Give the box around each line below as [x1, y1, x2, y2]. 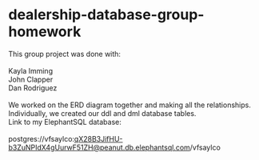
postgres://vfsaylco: [8, 134, 74, 143]
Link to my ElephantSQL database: [8, 117, 122, 126]
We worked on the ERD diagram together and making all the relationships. [8, 100, 252, 110]
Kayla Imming [8, 66, 54, 75]
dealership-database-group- [8, 6, 205, 24]
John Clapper [8, 74, 54, 84]
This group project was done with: [8, 49, 122, 58]
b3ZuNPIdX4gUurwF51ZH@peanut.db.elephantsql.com [8, 142, 190, 152]
